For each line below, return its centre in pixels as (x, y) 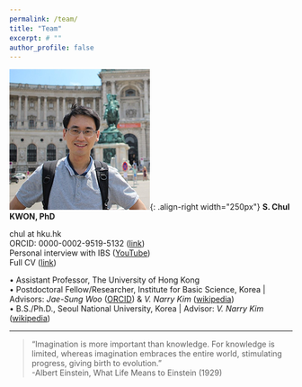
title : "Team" (36, 28)
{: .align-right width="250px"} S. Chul (220, 207)
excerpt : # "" (36, 38)
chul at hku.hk (36, 234)
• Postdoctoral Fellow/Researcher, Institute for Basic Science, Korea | (138, 290)
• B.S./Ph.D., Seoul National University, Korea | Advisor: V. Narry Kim (137, 309)
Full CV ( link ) (33, 263)
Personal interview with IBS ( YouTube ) (80, 253)
